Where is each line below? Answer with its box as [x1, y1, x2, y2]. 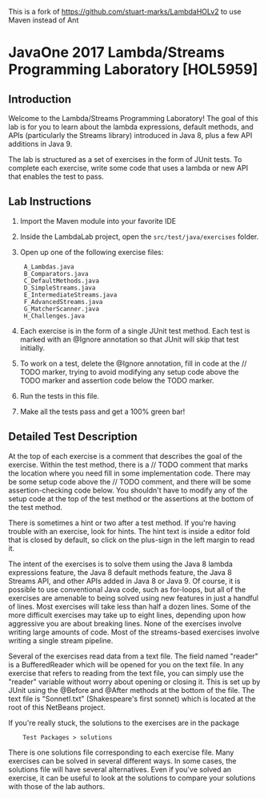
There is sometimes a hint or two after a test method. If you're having [8, 517, 236, 528]
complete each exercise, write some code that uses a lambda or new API [8, 164, 249, 172]
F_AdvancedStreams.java [23, 298, 103, 306]
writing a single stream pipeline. [8, 635, 114, 645]
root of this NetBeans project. [8, 702, 106, 712]
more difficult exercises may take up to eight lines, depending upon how [8, 610, 246, 620]
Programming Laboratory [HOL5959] [8, 60, 258, 79]
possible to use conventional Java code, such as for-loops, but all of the [8, 585, 246, 594]
